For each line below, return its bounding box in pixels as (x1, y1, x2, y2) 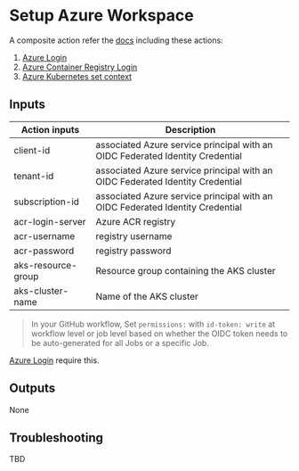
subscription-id (13, 195, 80, 208)
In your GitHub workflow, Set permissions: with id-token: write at (30, 318, 276, 329)
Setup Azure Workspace (9, 5, 194, 26)
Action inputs (20, 123, 80, 136)
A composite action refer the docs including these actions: (9, 35, 224, 45)
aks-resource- (13, 259, 77, 271)
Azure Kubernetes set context (21, 70, 132, 81)
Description (165, 123, 216, 136)
